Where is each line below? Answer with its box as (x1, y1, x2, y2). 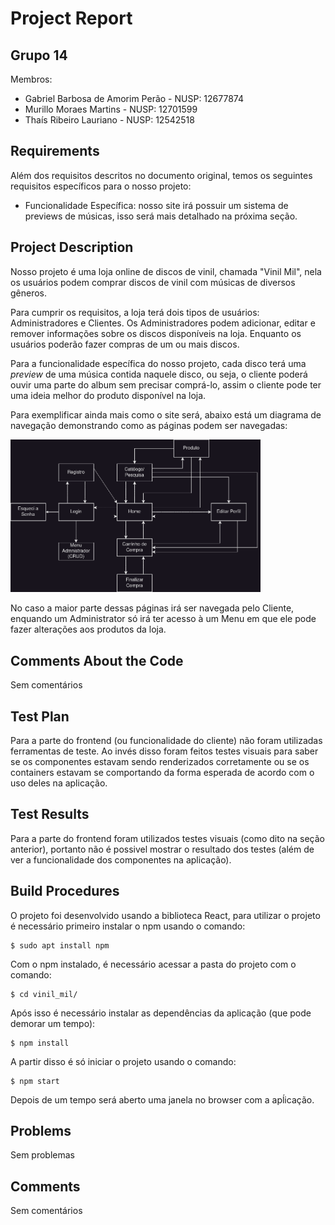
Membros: (10, 73, 53, 85)
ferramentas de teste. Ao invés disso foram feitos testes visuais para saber (10, 745, 319, 757)
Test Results (10, 806, 90, 823)
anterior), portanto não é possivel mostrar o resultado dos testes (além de (10, 843, 315, 855)
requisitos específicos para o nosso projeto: (10, 180, 192, 192)
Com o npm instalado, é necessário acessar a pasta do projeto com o (10, 958, 297, 970)
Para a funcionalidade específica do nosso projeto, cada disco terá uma (10, 357, 307, 369)
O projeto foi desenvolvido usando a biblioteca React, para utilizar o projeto (10, 909, 321, 921)
